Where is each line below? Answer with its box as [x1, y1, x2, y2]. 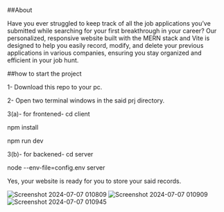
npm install [7, 123, 39, 131]
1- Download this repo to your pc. [7, 83, 103, 91]
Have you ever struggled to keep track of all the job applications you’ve [7, 19, 212, 27]
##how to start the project [7, 69, 82, 78]
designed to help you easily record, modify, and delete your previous [7, 42, 204, 49]
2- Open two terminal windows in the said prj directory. [7, 96, 165, 105]
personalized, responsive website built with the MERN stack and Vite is [7, 34, 210, 42]
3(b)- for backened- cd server [7, 150, 94, 158]
